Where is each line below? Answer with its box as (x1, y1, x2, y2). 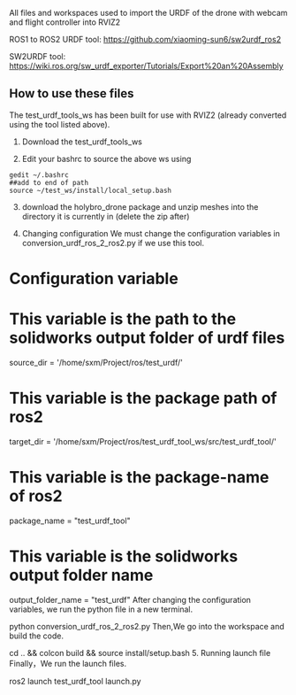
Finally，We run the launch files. (9, 658, 126, 668)
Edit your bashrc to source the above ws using (21, 153, 192, 164)
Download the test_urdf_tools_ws (21, 136, 143, 147)
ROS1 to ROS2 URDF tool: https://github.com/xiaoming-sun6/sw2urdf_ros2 (9, 35, 281, 44)
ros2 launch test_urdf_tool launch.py (9, 676, 141, 686)
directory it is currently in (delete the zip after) (21, 211, 190, 221)
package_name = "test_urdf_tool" (9, 515, 131, 526)
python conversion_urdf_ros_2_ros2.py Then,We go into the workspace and (9, 621, 285, 631)
